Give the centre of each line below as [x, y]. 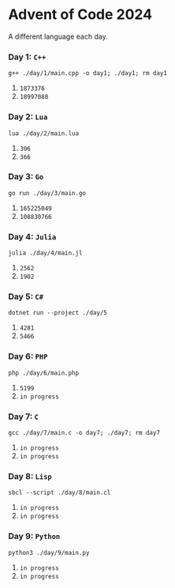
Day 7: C [24, 416]
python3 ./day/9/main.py [49, 552]
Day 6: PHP [28, 356]
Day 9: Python [34, 537]
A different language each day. [58, 36]
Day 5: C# [26, 296]
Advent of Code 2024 [80, 15]
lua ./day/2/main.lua [44, 133]
